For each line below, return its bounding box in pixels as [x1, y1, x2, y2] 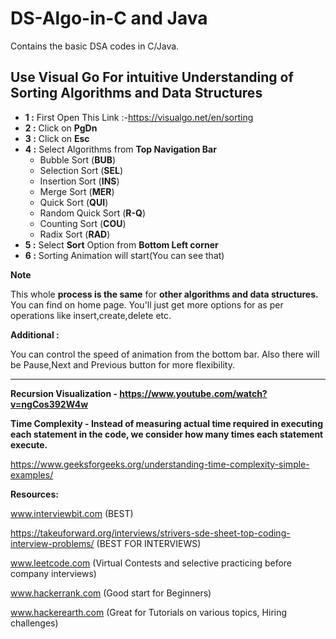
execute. [10, 438, 48, 451]
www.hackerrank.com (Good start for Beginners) [10, 587, 212, 599]
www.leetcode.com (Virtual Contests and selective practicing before [10, 557, 293, 569]
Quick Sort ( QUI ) [39, 196, 109, 208]
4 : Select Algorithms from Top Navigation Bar [24, 143, 217, 155]
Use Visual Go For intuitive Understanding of [10, 69, 294, 86]
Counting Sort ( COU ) [39, 217, 127, 229]
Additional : [10, 328, 60, 341]
